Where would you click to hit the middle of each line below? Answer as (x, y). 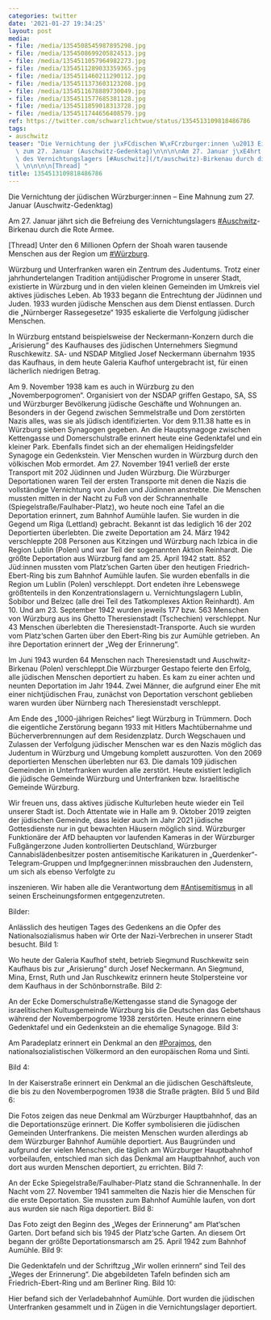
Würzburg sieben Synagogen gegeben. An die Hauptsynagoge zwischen (129, 430)
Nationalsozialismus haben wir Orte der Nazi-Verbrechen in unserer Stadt (130, 936)
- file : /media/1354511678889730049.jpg (77, 91)
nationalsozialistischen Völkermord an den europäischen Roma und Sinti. (129, 1051)
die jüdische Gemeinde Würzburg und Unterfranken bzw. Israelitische (124, 778)
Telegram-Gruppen (40, 863)
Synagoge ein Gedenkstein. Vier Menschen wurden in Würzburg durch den (133, 455)
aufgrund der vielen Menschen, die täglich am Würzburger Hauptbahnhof (130, 1150)
